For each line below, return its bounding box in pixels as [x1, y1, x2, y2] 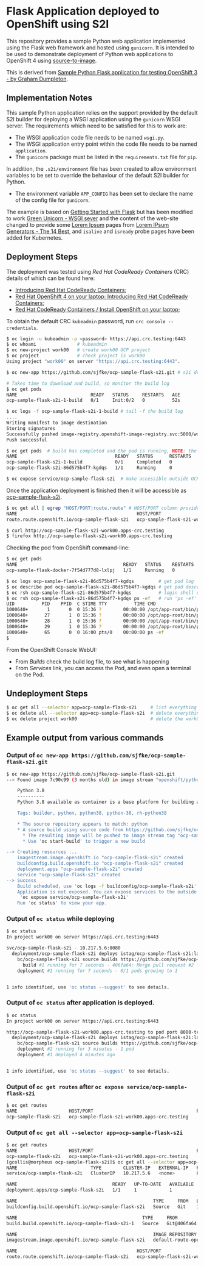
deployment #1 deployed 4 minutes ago [17, 1052, 115, 1058]
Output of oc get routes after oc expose [6, 1082, 124, 1091]
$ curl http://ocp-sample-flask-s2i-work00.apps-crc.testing [6, 527, 165, 534]
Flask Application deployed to [6, 4, 160, 18]
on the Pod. [15, 671, 44, 678]
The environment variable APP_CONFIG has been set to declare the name [15, 190, 193, 197]
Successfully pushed [6, 431, 59, 437]
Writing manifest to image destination [6, 420, 107, 426]
